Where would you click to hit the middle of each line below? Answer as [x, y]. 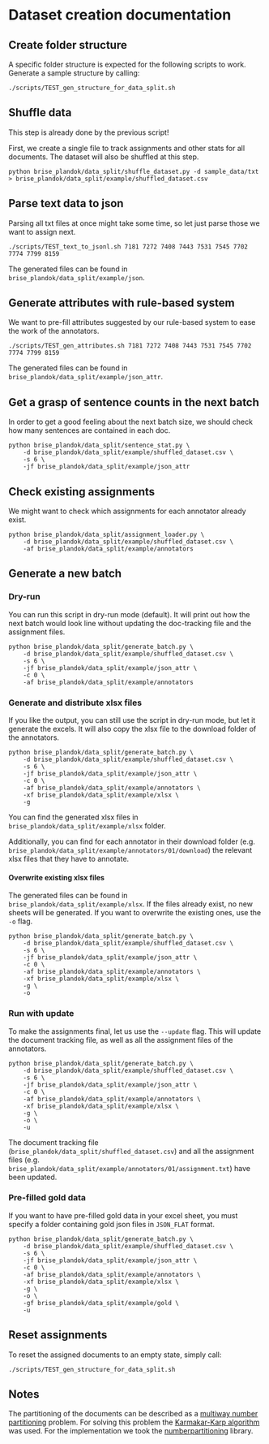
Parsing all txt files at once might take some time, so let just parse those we [134, 223]
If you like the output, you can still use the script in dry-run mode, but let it [132, 720]
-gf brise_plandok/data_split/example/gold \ [101, 1303]
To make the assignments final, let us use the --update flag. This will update [135, 1031]
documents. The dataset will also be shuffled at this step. [104, 157]
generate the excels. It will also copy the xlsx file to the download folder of [132, 729]
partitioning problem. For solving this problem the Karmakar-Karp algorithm [134, 1422]
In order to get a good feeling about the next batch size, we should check [131, 422]
